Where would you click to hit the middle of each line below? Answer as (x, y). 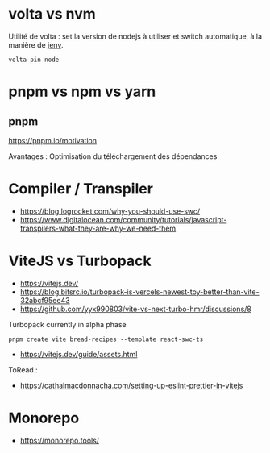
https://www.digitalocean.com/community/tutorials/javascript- (123, 219)
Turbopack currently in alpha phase (67, 324)
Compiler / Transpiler (81, 189)
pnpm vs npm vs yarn (82, 91)
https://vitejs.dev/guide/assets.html (79, 354)
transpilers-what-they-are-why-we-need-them (98, 228)
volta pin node (34, 60)
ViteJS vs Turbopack (80, 261)
